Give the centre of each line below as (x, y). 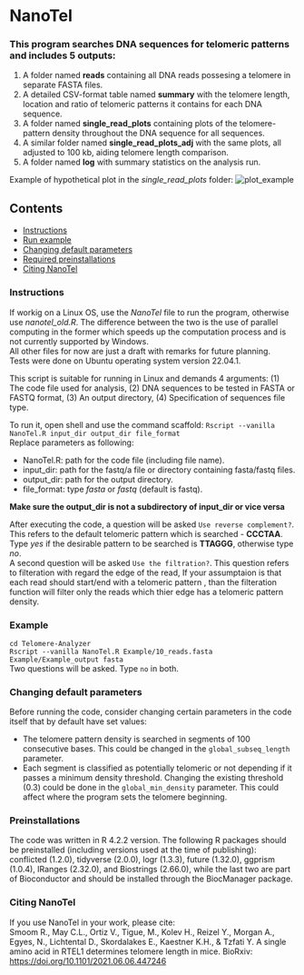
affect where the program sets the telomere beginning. (125, 797)
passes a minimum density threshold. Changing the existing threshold (153, 778)
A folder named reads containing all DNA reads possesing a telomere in (157, 75)
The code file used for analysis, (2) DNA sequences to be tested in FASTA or (152, 388)
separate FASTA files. (63, 85)
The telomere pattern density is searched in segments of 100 (137, 739)
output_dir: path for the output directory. (98, 479)
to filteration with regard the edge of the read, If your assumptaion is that (146, 572)
